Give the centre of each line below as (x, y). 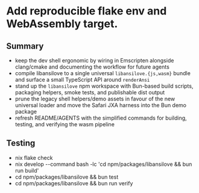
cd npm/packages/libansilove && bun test (67, 177)
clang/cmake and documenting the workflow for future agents (92, 67)
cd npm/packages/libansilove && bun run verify (74, 183)
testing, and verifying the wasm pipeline (65, 124)
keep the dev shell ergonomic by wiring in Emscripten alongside (94, 60)
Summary (25, 46)
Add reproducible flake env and (87, 11)
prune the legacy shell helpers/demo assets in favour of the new (95, 99)
